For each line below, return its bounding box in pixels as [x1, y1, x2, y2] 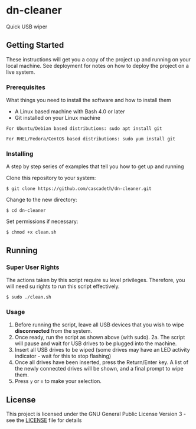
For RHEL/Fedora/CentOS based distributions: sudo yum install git [6, 136, 176, 142]
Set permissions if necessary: [6, 218, 79, 225]
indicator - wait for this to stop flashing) [14, 352, 111, 360]
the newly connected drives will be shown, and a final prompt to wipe [14, 365, 184, 372]
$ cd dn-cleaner [6, 208, 46, 214]
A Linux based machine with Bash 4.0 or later [14, 108, 125, 115]
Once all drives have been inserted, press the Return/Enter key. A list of [14, 359, 189, 366]
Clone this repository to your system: [6, 175, 96, 182]
